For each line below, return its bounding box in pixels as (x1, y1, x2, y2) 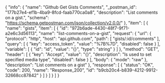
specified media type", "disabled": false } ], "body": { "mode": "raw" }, (5, 57, 148, 62)
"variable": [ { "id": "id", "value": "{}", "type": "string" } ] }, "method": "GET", (5, 46, 159, 52)
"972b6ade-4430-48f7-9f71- (70, 25, 130, 31)
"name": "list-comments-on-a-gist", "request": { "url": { (39, 31, 152, 36)
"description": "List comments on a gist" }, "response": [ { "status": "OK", (5, 62, 154, 68)
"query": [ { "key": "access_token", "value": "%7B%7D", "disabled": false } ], (5, 41, 161, 46)
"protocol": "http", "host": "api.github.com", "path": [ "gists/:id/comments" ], (5, 36, 160, 41)
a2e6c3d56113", (5, 31, 38, 36)
